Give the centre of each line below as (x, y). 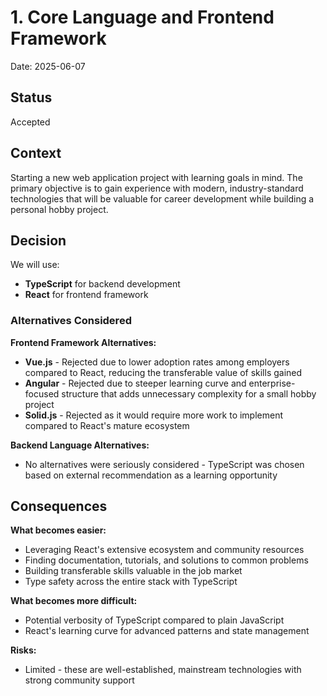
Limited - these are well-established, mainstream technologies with (163, 670)
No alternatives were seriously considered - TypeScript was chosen (164, 464)
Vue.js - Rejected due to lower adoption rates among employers (157, 362)
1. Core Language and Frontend (142, 17)
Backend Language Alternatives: (80, 445)
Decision (38, 240)
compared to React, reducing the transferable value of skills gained (163, 372)
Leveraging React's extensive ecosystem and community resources (164, 550)
